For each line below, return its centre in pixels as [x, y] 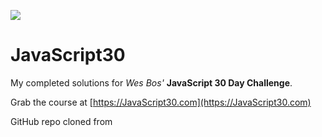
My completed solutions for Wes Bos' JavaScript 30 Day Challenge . [151, 82]
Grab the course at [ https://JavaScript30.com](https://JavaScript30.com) [161, 102]
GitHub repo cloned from [61, 121]
